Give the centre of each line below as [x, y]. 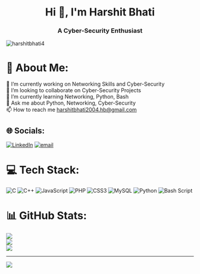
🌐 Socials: [26, 130]
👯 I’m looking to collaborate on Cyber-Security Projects [74, 90]
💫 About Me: [37, 67]
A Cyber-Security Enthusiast [100, 31]
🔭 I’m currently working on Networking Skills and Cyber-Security [85, 84]
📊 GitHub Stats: [47, 216]
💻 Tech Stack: [43, 170]
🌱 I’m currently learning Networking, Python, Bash [68, 97]
